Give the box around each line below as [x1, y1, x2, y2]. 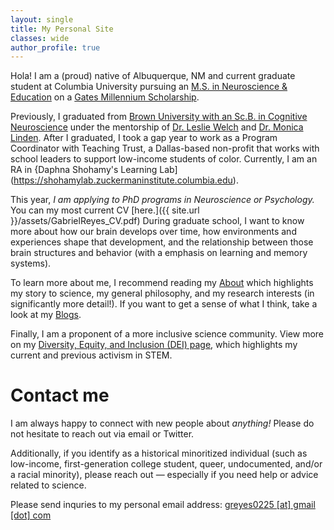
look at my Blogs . [10, 309, 82, 321]
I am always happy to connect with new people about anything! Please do [10, 417, 315, 430]
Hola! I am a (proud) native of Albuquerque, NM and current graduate [10, 70, 296, 82]
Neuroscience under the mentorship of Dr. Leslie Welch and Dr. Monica [10, 121, 304, 133]
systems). [10, 257, 52, 270]
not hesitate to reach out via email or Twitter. [10, 428, 195, 440]
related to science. [10, 479, 87, 491]
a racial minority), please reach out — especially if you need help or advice [10, 469, 319, 481]
